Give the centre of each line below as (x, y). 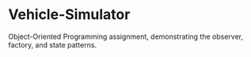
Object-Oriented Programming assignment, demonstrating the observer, (126, 36)
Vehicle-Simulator (69, 15)
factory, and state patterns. (53, 44)
